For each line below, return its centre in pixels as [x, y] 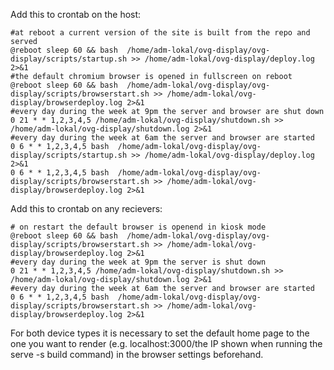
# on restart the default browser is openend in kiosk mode [138, 227]
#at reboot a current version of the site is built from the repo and [160, 33]
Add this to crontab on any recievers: [86, 208]
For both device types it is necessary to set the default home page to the [160, 333]
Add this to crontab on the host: [76, 14]
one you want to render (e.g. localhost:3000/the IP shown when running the [166, 343]
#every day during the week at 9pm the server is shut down [138, 262]
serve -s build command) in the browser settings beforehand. [137, 354]
